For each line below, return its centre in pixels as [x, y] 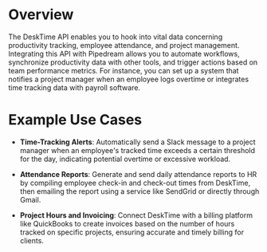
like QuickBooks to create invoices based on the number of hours [127, 223]
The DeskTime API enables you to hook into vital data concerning [116, 37]
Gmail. [30, 199]
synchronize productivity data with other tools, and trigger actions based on [133, 62]
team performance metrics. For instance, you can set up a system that [124, 70]
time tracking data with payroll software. [75, 87]
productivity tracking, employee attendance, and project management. [124, 45]
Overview [41, 15]
